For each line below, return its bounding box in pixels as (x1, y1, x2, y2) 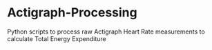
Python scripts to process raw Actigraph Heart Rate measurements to (7, 27, 205, 36)
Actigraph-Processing (7, 5, 137, 21)
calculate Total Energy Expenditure (7, 34, 106, 42)
